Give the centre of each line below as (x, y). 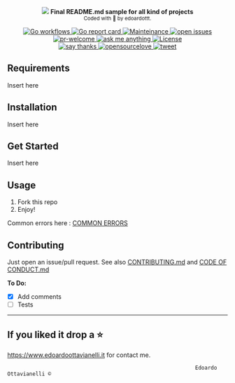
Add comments (39, 297)
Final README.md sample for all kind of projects (122, 12)
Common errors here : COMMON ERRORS (67, 223)
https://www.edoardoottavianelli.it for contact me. (79, 355)
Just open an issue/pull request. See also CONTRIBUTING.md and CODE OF (117, 262)
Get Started (33, 146)
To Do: (17, 283)
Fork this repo (37, 202)
